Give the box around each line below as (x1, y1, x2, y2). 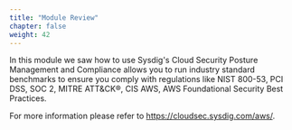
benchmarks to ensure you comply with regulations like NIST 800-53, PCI (9, 74, 284, 85)
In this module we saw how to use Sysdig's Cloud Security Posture (9, 55, 259, 66)
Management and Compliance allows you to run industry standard (9, 64, 256, 75)
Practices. (9, 93, 47, 104)
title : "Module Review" (9, 13, 99, 23)
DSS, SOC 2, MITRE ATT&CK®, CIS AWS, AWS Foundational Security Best (9, 83, 284, 95)
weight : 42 (9, 30, 51, 39)
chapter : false (9, 22, 67, 31)
